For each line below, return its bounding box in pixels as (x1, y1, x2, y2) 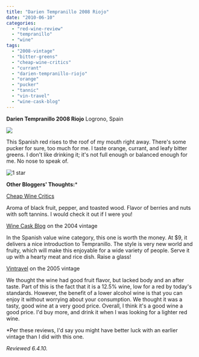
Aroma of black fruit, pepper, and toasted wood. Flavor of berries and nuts (6, 204, 191, 211)
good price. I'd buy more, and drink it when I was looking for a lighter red (6, 308, 188, 315)
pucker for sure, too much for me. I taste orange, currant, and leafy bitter (6, 144, 188, 151)
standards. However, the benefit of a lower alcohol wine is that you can (6, 289, 183, 296)
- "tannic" (11, 87, 39, 93)
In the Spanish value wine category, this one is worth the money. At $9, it (6, 233, 188, 241)
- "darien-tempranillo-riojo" (11, 71, 87, 77)
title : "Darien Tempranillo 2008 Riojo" (6, 8, 110, 15)
